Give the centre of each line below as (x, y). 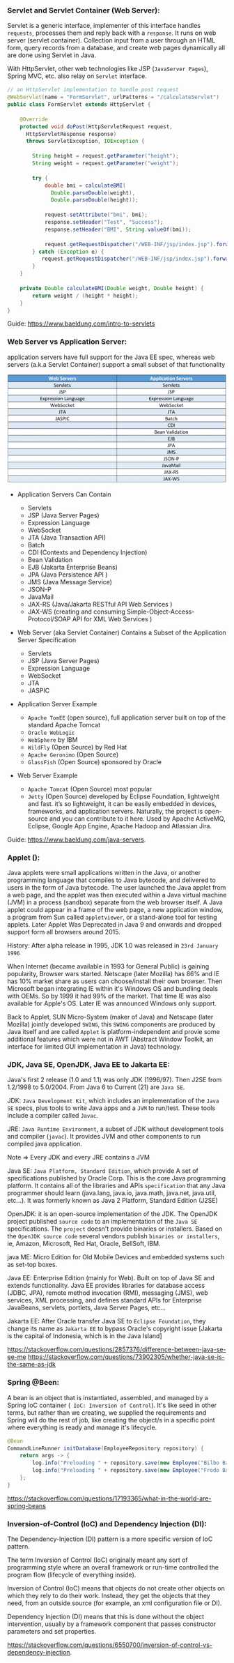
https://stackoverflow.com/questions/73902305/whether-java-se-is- (126, 1357)
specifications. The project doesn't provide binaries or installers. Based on (115, 1229)
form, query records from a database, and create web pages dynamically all (116, 48)
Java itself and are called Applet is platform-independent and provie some (114, 1032)
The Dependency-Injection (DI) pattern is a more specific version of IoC (110, 1539)
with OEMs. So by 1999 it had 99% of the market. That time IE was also (109, 996)
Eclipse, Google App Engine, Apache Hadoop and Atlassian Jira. (120, 826)
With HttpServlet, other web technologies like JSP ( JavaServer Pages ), (108, 69)
